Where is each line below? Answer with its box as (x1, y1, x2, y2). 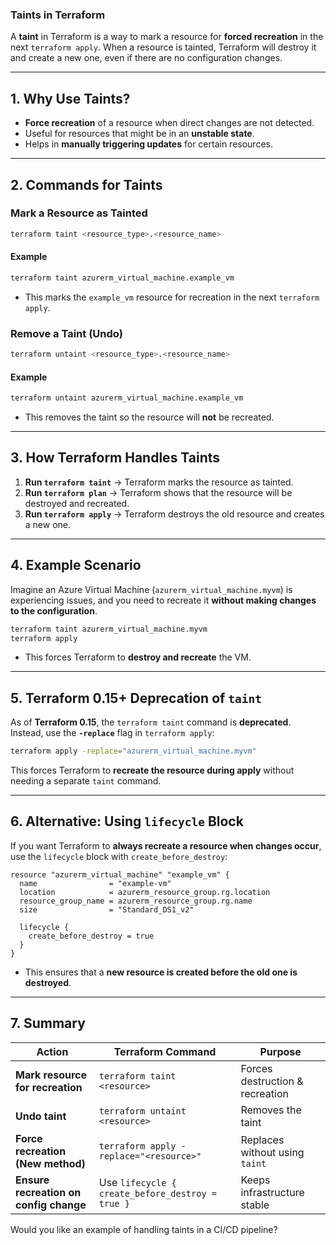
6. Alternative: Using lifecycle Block (10, 813, 244, 830)
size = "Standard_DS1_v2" (19, 904, 195, 915)
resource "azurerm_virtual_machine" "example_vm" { (10, 869, 230, 880)
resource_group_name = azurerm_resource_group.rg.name (19, 896, 253, 906)
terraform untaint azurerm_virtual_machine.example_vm (10, 393, 244, 403)
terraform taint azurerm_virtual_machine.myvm (10, 624, 208, 634)
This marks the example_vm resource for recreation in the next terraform (24, 291, 320, 303)
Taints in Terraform (10, 8, 106, 22)
